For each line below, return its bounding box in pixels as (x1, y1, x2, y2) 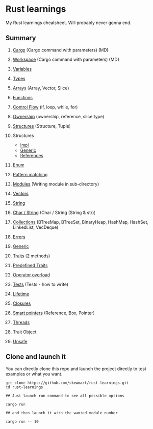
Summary (5, 34, 36, 42)
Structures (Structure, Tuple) (12, 123, 71, 129)
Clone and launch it (5, 352, 66, 361)
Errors (12, 234, 25, 240)
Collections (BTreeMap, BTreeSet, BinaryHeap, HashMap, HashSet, (12, 219, 149, 225)
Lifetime (12, 291, 29, 296)
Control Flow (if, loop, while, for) (12, 104, 78, 110)
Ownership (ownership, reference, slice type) (12, 113, 104, 119)
